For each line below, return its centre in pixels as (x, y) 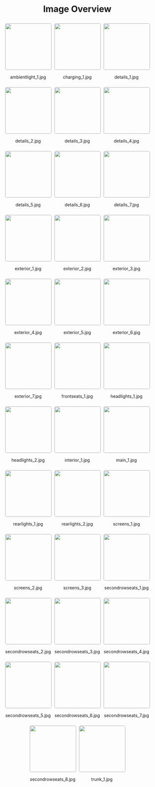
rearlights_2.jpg (77, 524)
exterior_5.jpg (77, 332)
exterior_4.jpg (28, 332)
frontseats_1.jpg (77, 396)
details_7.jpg (126, 205)
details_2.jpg (28, 141)
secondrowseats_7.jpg (126, 715)
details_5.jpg (28, 205)
